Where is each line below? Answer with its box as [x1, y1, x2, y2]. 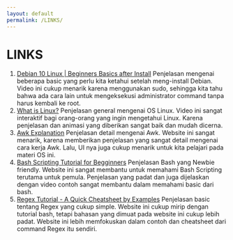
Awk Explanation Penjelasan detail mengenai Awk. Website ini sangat [16, 129, 216, 137]
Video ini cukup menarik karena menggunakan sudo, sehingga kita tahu [16, 84, 223, 93]
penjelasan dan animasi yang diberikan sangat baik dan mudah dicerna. [16, 121, 223, 129]
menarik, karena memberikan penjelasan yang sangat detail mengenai [16, 136, 218, 145]
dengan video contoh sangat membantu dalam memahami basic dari [16, 180, 214, 189]
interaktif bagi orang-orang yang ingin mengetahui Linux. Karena [16, 114, 203, 122]
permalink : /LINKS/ [6, 17, 63, 24]
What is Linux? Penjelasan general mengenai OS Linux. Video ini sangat [16, 106, 223, 115]
